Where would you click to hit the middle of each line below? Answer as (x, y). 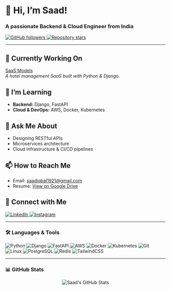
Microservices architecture (41, 143)
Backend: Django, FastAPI (40, 105)
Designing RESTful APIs (37, 138)
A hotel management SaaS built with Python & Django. (63, 76)
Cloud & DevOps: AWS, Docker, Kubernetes (59, 110)
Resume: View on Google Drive (45, 186)
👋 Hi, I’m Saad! (36, 10)
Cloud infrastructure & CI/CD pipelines (53, 149)
